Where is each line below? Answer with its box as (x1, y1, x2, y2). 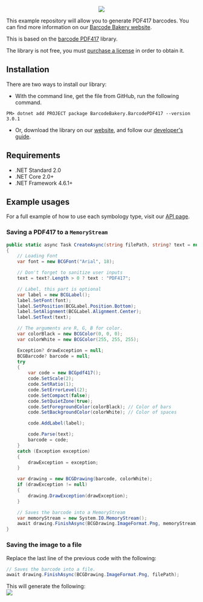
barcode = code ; (28, 437, 69, 443)
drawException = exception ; (28, 459, 98, 466)
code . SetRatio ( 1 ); (28, 382, 74, 388)
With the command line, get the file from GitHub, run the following (14, 92, 179, 99)
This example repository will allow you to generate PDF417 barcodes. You (6, 17, 189, 24)
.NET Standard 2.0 (14, 167, 62, 174)
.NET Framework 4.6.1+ (14, 179, 73, 187)
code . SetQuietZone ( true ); (28, 398, 94, 404)
